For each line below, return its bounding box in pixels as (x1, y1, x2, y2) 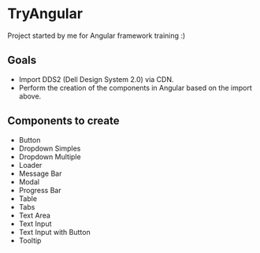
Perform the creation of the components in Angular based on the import (18, 83, 253, 92)
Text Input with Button (18, 227, 91, 236)
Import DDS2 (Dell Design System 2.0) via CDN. (18, 74, 174, 84)
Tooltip (18, 236, 42, 245)
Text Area (18, 210, 50, 220)
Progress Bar (18, 185, 61, 195)
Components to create (7, 114, 120, 128)
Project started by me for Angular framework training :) (7, 31, 186, 40)
